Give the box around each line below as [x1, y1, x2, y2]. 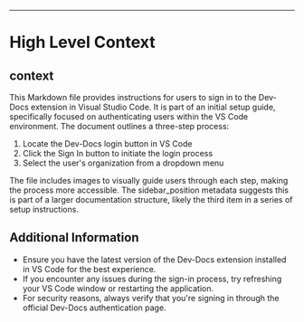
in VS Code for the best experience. [22, 263, 157, 274]
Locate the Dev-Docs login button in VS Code [22, 138, 193, 149]
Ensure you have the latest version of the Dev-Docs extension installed [22, 254, 287, 265]
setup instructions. [9, 204, 80, 214]
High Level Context [9, 33, 156, 52]
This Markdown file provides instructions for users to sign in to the [9, 92, 257, 102]
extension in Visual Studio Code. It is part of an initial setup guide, [30, 101, 276, 112]
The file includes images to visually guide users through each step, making [9, 175, 289, 185]
